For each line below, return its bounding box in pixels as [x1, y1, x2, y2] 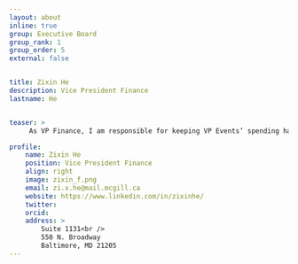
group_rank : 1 [9, 37, 62, 47]
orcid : [25, 208, 50, 217]
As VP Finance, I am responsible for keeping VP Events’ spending [28, 126, 279, 136]
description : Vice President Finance [9, 86, 149, 95]
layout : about [9, 12, 62, 22]
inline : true [9, 21, 58, 30]
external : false [9, 54, 69, 63]
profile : [9, 143, 42, 151]
